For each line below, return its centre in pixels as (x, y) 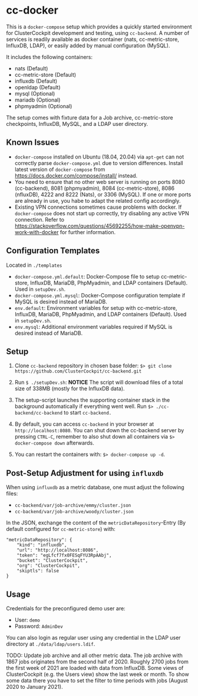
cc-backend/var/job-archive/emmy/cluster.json (73, 506)
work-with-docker (37, 232)
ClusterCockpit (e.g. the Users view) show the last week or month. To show (98, 674)
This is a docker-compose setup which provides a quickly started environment (99, 27)
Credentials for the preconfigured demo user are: (66, 608)
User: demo (27, 620)
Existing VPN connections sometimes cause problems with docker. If (98, 207)
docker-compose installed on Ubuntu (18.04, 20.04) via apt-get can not (99, 157)
